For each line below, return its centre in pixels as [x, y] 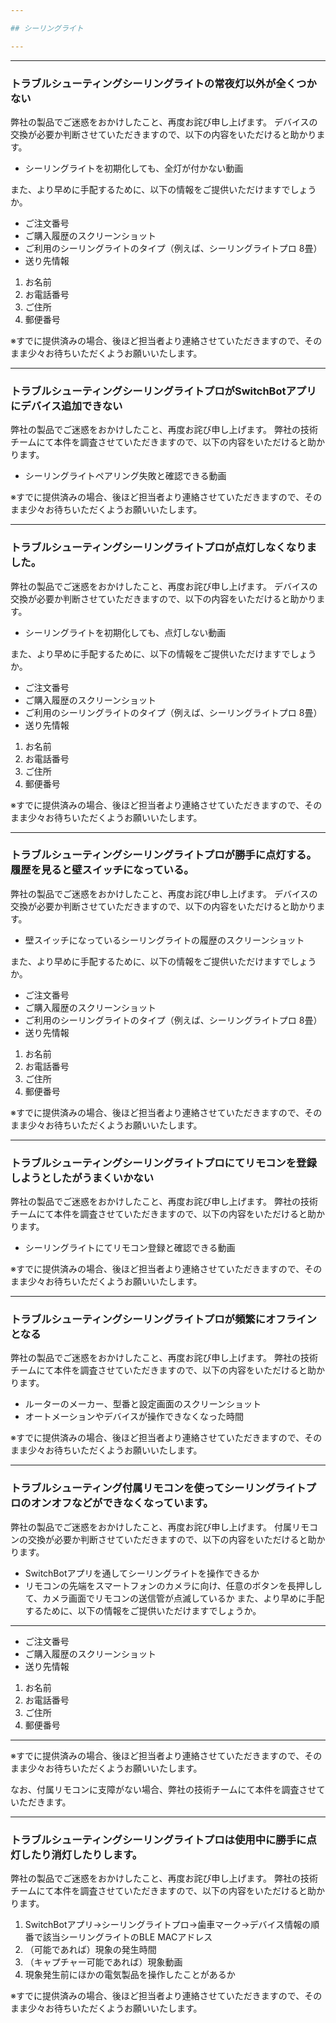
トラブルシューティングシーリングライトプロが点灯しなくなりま [163, 548]
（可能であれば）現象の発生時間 [90, 1949]
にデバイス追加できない [66, 406]
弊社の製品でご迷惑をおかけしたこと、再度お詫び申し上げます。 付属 [151, 1527]
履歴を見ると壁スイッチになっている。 [102, 870]
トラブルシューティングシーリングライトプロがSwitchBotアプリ [163, 391]
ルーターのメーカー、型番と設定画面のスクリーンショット [143, 1404]
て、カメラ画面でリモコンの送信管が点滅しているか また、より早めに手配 [174, 1598]
